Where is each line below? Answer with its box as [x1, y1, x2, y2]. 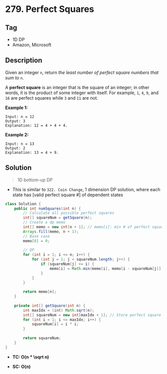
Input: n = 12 [5, 114, 35, 119]
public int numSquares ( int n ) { [14, 206, 81, 211]
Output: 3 [5, 119, 26, 124]
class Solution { [5, 201, 41, 206]
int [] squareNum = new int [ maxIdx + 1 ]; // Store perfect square [23, 312, 162, 317]
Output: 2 [5, 145, 26, 150]
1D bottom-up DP [17, 177, 53, 183]
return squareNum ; [23, 336, 61, 341]
